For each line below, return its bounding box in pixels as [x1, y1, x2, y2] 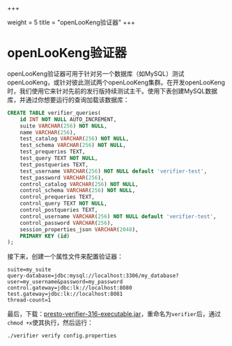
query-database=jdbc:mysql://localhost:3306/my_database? [7, 272, 179, 279]
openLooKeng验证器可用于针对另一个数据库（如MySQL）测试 [7, 69, 185, 77]
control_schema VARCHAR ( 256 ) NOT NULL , [20, 187, 136, 194]
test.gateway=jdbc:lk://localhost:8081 [7, 290, 123, 298]
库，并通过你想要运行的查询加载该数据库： [7, 95, 130, 104]
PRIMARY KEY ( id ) [20, 233, 70, 239]
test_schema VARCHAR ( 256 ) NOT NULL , [20, 142, 127, 149]
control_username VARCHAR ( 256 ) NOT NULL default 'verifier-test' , [20, 213, 217, 220]
